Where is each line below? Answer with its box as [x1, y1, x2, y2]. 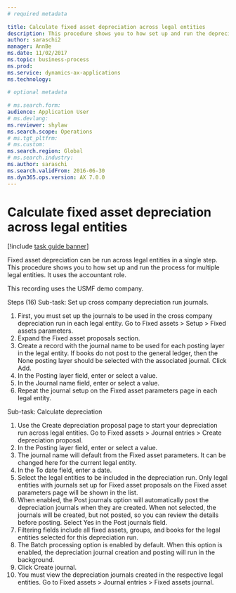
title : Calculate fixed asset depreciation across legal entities [7, 23, 206, 30]
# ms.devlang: [7, 115, 49, 122]
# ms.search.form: [7, 102, 61, 109]
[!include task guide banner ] [7, 242, 89, 250]
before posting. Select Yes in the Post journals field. [17, 518, 167, 527]
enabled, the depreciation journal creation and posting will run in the [17, 548, 216, 556]
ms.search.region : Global [7, 148, 83, 155]
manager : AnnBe [7, 43, 52, 50]
